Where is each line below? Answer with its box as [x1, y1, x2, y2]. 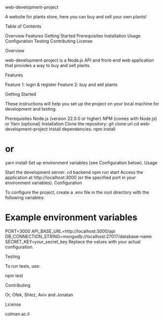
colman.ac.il [5, 311, 30, 317]
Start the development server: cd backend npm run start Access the [5, 169, 143, 175]
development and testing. [5, 106, 57, 112]
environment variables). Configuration [5, 180, 82, 186]
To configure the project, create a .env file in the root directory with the [5, 189, 149, 195]
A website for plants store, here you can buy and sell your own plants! [5, 14, 147, 19]
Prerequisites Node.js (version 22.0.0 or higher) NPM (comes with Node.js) [5, 116, 157, 121]
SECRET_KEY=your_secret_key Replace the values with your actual [5, 239, 141, 244]
